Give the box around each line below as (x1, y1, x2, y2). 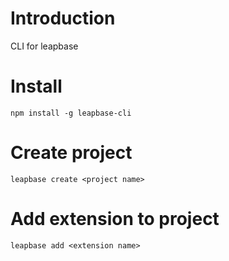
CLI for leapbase (10, 40, 79, 52)
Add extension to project (10, 208, 220, 230)
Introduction (10, 7, 116, 30)
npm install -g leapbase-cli (10, 108, 132, 118)
